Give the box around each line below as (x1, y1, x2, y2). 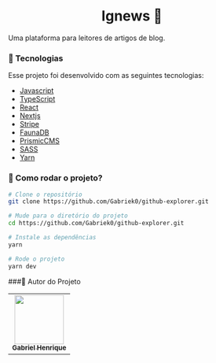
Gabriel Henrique (12, 343, 67, 353)
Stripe (19, 120, 39, 129)
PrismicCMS (19, 136, 60, 146)
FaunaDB (19, 128, 49, 137)
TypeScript (19, 94, 56, 104)
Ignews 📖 (101, 7, 163, 25)
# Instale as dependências (8, 234, 97, 242)
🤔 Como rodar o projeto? (8, 172, 103, 183)
